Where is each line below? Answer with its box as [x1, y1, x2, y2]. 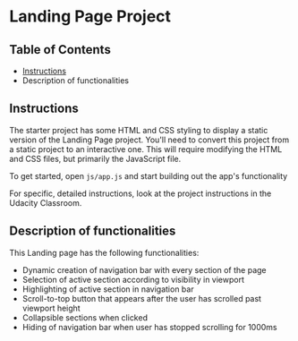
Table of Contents [9, 42, 112, 57]
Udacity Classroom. [9, 197, 82, 208]
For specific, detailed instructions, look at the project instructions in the [9, 188, 272, 199]
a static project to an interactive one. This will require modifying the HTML [9, 143, 283, 154]
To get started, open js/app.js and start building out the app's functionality [9, 170, 288, 181]
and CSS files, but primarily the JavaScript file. [9, 153, 182, 164]
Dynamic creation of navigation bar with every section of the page [21, 264, 267, 275]
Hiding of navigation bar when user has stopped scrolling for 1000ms [21, 321, 277, 332]
